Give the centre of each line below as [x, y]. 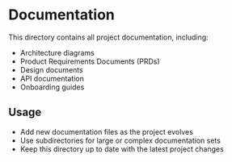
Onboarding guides [52, 87]
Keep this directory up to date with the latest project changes [122, 149]
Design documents [51, 69]
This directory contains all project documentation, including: [108, 37]
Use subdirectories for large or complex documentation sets [120, 140]
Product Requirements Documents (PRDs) [90, 61]
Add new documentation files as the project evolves [107, 131]
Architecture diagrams [57, 52]
